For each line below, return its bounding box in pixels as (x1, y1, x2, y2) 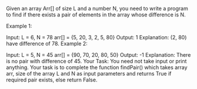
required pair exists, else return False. (6, 76, 98, 83)
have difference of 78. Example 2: (6, 40, 88, 47)
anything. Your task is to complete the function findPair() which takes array (6, 64, 188, 71)
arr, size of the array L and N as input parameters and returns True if (6, 70, 172, 77)
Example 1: (6, 23, 32, 29)
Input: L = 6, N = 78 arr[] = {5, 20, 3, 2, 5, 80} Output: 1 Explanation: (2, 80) (6, 34, 187, 40)
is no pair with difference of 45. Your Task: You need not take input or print (6, 58, 187, 64)
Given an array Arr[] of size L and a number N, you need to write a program (6, 5, 188, 12)
